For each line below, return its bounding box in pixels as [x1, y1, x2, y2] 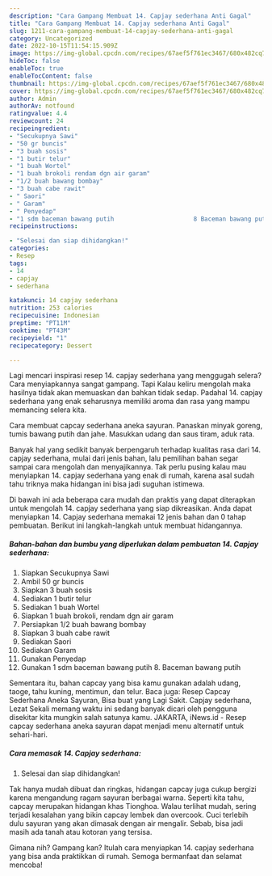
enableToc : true [9, 65, 64, 73]
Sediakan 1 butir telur [20, 594, 91, 604]
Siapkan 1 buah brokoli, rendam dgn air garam [20, 611, 174, 621]
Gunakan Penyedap [20, 654, 87, 663]
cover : [9, 86, 31, 95]
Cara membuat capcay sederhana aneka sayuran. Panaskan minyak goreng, [9, 421, 263, 431]
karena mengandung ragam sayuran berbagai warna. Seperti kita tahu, [9, 793, 245, 802]
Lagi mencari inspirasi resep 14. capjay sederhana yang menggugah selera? [9, 371, 262, 381]
